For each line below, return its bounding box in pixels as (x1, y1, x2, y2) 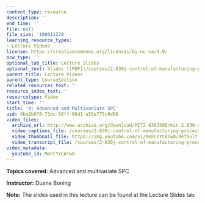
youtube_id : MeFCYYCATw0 (12, 151, 75, 157)
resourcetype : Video (6, 94, 59, 100)
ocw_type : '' (6, 54, 40, 60)
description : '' (6, 15, 48, 21)
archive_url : (12, 123, 45, 129)
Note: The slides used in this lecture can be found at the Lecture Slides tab (6, 191, 195, 198)
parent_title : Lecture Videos (6, 71, 84, 77)
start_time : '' (6, 99, 45, 105)
